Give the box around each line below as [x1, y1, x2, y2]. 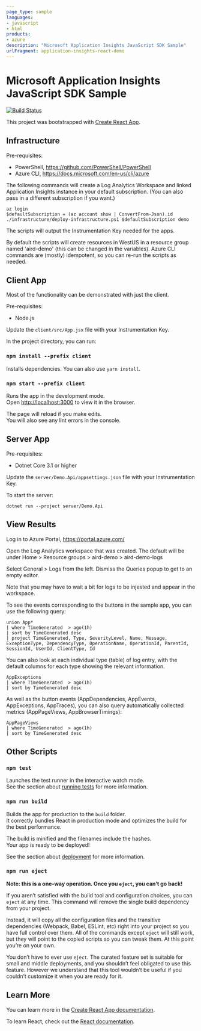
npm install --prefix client [6, 353, 92, 360]
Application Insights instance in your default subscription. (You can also [6, 188, 184, 195]
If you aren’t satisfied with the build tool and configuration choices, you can [6, 891, 193, 899]
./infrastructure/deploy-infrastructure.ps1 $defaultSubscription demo [6, 216, 189, 223]
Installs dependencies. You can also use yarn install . [6, 365, 141, 372]
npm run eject [6, 868, 47, 875]
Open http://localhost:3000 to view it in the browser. [6, 398, 136, 406]
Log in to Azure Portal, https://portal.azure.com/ [6, 535, 125, 542]
